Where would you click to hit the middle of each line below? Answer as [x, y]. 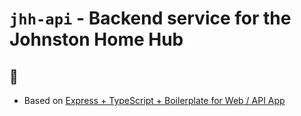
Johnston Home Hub [96, 39]
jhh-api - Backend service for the [150, 18]
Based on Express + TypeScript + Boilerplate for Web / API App [154, 100]
